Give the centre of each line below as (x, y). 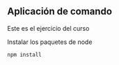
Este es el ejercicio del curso (48, 28)
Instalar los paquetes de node (50, 42)
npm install (24, 55)
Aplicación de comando (60, 12)
